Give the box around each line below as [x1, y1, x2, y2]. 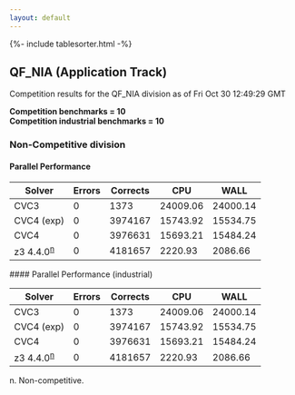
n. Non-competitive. [9, 375, 84, 386]
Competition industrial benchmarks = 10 [9, 115, 165, 127]
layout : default [9, 13, 71, 23]
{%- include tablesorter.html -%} [9, 38, 133, 49]
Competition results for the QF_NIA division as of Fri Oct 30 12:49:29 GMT [9, 88, 286, 100]
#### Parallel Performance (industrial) [9, 269, 153, 280]
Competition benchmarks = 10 [9, 106, 126, 117]
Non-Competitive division [9, 138, 126, 151]
